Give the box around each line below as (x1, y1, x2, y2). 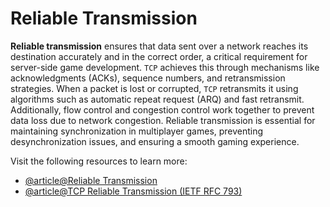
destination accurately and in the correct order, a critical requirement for (10, 50, 308, 62)
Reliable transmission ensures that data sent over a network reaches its (10, 40, 309, 52)
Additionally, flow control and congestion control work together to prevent (10, 103, 315, 116)
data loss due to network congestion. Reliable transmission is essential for (10, 114, 316, 126)
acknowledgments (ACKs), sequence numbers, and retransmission (10, 72, 286, 84)
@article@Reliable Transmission (24, 174, 158, 186)
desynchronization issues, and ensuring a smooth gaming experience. (10, 135, 300, 147)
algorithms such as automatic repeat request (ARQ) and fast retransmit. (10, 93, 305, 105)
